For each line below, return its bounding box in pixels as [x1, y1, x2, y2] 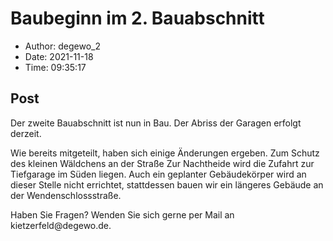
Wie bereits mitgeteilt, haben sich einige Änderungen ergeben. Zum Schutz [10, 147, 320, 159]
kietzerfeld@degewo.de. [10, 219, 112, 231]
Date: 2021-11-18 [24, 50, 94, 62]
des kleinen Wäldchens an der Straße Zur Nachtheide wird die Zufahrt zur [10, 157, 315, 169]
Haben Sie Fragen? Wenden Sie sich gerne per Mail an [10, 208, 235, 221]
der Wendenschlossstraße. [10, 189, 122, 201]
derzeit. [10, 127, 42, 139]
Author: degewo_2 [24, 40, 101, 52]
